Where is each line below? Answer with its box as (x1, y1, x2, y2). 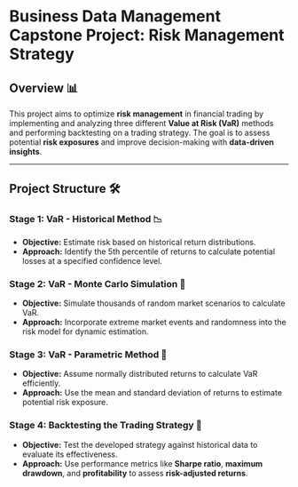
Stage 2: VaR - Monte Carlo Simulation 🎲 (9, 277, 186, 290)
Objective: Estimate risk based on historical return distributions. (21, 236, 256, 247)
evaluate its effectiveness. (21, 449, 118, 459)
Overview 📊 (9, 80, 79, 95)
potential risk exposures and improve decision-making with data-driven (9, 137, 275, 148)
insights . (9, 147, 43, 156)
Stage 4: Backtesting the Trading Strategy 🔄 (9, 419, 202, 432)
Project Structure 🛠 (9, 181, 122, 196)
